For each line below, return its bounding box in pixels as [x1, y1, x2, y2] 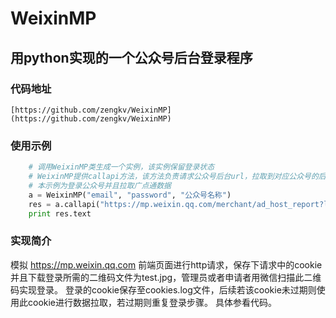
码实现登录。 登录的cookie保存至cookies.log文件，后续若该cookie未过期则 [10, 283, 317, 296]
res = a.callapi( [28, 199, 101, 209]
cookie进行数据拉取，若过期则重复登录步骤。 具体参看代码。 [27, 296, 277, 308]
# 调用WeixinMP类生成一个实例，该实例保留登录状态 [28, 162, 215, 172]
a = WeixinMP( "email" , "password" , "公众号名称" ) [28, 190, 232, 200]
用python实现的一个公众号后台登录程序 [10, 49, 253, 66]
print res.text [28, 208, 92, 219]
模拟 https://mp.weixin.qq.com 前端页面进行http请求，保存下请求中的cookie [10, 258, 323, 271]
